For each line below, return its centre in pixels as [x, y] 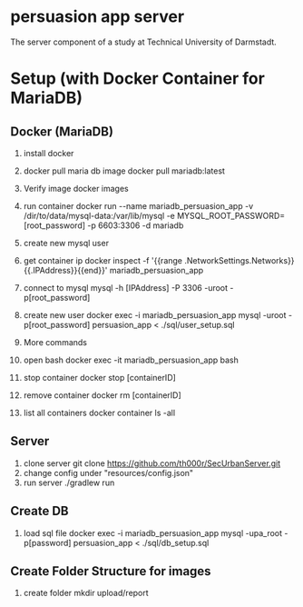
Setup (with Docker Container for [138, 79]
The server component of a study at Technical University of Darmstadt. [144, 42]
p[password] [47, 542]
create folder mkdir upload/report [86, 593]
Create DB [39, 511]
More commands [55, 342]
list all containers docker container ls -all [99, 413]
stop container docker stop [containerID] [99, 377]
